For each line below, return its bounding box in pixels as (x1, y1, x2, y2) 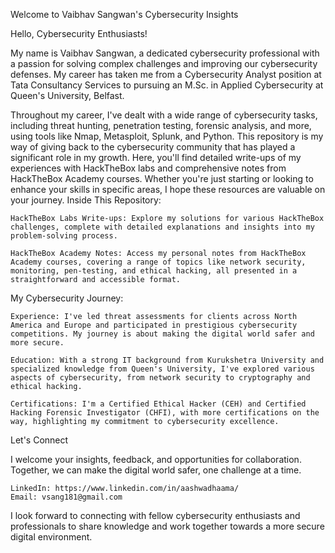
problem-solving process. (10, 231, 118, 241)
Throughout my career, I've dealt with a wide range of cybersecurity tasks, (10, 109, 318, 121)
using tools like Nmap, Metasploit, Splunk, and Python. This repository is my (10, 130, 324, 142)
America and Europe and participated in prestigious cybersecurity (10, 320, 298, 330)
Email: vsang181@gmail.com (10, 492, 123, 502)
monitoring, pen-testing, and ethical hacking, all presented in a (10, 266, 298, 276)
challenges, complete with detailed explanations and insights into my (10, 222, 315, 232)
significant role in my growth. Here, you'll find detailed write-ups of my (10, 152, 302, 163)
